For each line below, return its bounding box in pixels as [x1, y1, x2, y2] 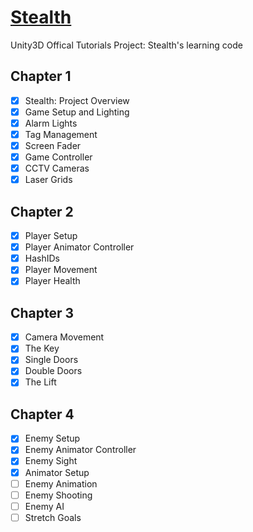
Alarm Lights [24, 117, 78, 129]
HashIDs [24, 252, 60, 265]
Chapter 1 [10, 68, 72, 85]
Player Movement [24, 264, 98, 276]
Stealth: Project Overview [24, 94, 130, 106]
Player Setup [24, 230, 78, 242]
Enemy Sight [24, 455, 78, 467]
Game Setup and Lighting [24, 106, 130, 118]
